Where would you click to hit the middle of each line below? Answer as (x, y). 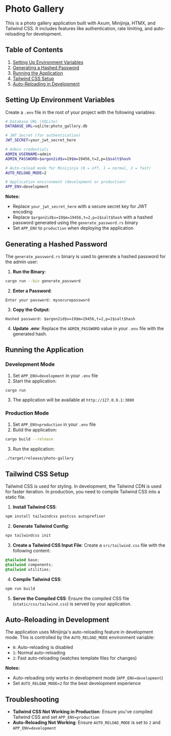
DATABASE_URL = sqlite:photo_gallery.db (46, 126)
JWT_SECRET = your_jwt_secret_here (41, 140)
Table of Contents (34, 50)
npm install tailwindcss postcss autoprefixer (55, 516)
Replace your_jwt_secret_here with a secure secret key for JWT (80, 207)
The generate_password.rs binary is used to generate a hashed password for (85, 256)
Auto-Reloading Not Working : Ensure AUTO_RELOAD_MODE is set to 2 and (87, 723)
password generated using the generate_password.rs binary (75, 223)
